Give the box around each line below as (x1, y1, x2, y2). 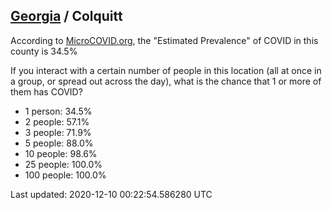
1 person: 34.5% (24, 105, 93, 117)
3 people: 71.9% (24, 126, 92, 138)
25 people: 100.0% (24, 158, 103, 170)
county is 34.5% (10, 45, 78, 57)
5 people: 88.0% (24, 137, 94, 149)
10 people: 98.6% (24, 147, 98, 159)
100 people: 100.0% (24, 169, 107, 181)
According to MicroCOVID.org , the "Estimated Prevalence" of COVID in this (10, 34, 319, 46)
